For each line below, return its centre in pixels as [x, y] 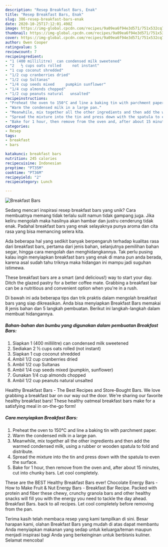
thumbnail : [16, 33]
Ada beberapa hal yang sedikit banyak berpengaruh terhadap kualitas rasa [82, 241]
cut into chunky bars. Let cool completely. [55, 473]
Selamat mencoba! [24, 540]
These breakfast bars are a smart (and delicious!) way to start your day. [79, 278]
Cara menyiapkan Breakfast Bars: [41, 418]
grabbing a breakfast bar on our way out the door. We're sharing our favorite [84, 396]
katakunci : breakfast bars [33, 154]
